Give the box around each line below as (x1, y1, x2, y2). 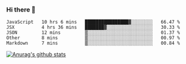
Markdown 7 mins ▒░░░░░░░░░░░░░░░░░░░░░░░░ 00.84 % (6, 40, 181, 46)
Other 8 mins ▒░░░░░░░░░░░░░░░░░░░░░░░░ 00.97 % (6, 35, 181, 41)
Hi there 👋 (6, 5, 36, 14)
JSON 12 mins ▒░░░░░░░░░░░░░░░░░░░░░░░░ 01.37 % (6, 30, 181, 36)
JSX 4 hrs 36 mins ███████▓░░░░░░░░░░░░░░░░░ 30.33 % (6, 24, 181, 31)
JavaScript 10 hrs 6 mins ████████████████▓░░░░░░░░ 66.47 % (6, 19, 181, 25)
